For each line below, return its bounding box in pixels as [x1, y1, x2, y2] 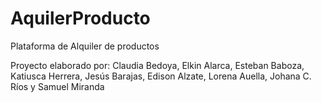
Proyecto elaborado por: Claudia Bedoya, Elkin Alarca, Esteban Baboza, [10, 59, 305, 71]
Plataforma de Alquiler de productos [10, 40, 160, 52]
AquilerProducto [10, 7, 151, 30]
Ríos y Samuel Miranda [10, 80, 105, 92]
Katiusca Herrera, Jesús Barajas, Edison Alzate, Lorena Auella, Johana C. [10, 70, 312, 82]
